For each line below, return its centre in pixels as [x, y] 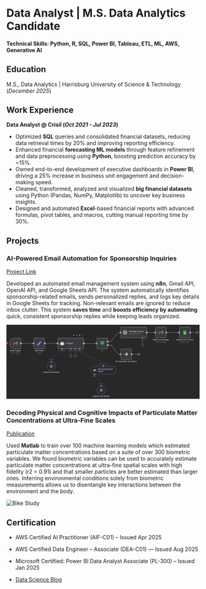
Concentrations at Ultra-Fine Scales [61, 420]
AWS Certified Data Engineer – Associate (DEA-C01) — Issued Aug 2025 [107, 549]
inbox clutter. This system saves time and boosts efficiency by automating [102, 310]
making [25, 182]
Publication [21, 434]
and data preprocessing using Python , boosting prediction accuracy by [105, 156]
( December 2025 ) [29, 91]
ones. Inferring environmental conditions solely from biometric [85, 478]
